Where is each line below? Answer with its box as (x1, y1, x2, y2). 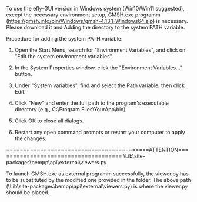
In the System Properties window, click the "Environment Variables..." (14, 64, 183, 71)
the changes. (14, 135, 47, 142)
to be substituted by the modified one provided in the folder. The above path (6, 177, 191, 183)
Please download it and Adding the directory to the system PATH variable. (6, 24, 185, 31)
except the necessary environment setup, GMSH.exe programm (6, 11, 161, 18)
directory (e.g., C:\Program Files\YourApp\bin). (14, 106, 128, 112)
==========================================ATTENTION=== (6, 147, 189, 153)
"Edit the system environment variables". (14, 53, 113, 59)
